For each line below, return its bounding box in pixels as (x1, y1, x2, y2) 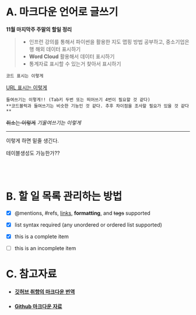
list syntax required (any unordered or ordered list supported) (14, 221, 162, 228)
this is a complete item (14, 233, 69, 240)
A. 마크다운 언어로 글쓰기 (6, 5, 118, 19)
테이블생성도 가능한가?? (6, 149, 60, 156)
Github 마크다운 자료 (14, 303, 62, 310)
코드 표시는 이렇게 (6, 73, 44, 79)
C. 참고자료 (6, 268, 57, 281)
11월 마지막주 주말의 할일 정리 (6, 26, 72, 33)
